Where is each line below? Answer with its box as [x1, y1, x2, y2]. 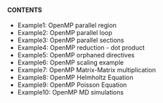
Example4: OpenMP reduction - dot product [17, 43, 145, 52]
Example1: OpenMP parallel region [17, 21, 117, 29]
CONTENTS [7, 6, 42, 14]
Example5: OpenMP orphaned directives [17, 51, 135, 60]
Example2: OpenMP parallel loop [17, 29, 112, 37]
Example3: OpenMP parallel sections [17, 36, 124, 45]
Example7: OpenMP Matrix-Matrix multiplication [17, 66, 156, 74]
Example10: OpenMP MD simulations [17, 88, 124, 97]
